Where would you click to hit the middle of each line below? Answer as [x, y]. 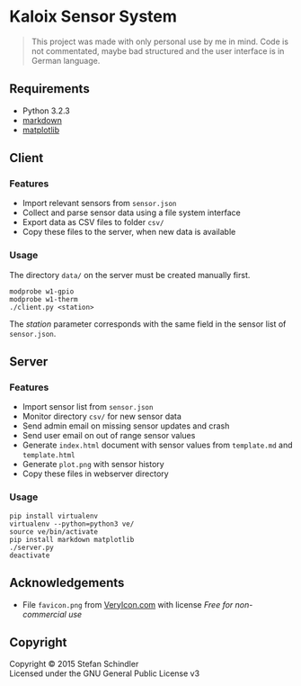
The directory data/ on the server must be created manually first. [130, 275]
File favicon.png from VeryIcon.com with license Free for [128, 604]
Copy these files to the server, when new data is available [129, 232]
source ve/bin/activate [54, 532]
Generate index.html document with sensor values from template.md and [158, 445]
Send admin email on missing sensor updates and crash [126, 426]
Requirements [49, 89]
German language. [66, 60]
